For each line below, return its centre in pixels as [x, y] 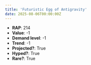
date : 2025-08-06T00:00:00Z [33, 14]
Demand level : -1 [29, 38]
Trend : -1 [21, 43]
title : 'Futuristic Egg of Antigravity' [46, 9]
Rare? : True [24, 58]
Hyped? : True [26, 53]
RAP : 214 [21, 27]
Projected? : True [29, 48]
